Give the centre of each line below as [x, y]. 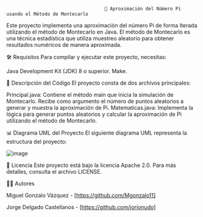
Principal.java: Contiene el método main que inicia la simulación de [90, 95]
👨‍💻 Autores [20, 183]
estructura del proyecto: [37, 141]
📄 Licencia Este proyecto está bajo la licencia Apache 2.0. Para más [91, 165]
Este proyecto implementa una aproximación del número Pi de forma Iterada [102, 25]
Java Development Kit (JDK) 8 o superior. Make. [67, 71]
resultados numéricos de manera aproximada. [64, 45]
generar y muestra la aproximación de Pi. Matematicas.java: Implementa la [100, 108]
